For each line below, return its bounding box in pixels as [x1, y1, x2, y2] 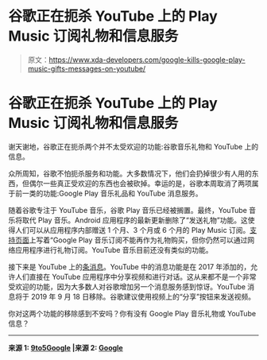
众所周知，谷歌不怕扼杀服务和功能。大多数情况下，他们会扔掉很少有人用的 [8, 168, 252, 178]
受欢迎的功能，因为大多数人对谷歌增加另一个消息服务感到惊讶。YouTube [8, 281, 246, 291]
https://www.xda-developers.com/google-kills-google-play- [48, 55, 246, 64]
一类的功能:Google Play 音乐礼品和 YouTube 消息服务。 [21, 188, 203, 198]
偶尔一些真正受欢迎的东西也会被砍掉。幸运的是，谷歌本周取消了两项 [29, 178, 252, 188]
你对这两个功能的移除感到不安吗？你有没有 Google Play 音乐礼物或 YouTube [8, 308, 257, 318]
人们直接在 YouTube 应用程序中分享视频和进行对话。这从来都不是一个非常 [14, 272, 257, 281]
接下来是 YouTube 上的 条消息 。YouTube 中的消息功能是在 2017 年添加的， [8, 261, 251, 271]
